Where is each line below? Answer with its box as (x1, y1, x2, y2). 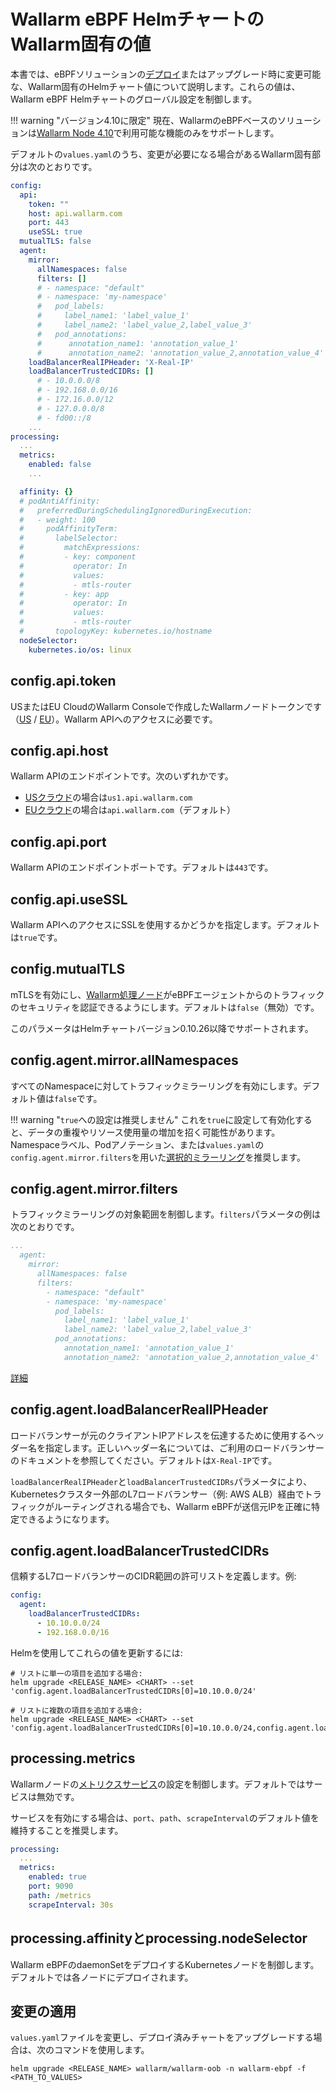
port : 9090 (28, 1881, 74, 1892)
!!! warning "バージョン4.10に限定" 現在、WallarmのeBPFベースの (10, 114, 278, 126)
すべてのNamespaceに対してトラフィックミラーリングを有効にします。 (10, 1080, 303, 1092)
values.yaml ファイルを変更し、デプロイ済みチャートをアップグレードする (10, 2031, 314, 2044)
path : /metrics (28, 1890, 92, 1900)
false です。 (54, 1092, 103, 1104)
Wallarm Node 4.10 (36, 126, 114, 139)
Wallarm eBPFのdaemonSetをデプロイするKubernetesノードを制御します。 (10, 1958, 320, 1970)
